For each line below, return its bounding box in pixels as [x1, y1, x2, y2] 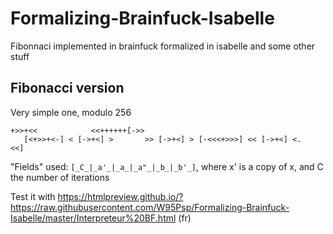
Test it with [10, 190, 56, 202]
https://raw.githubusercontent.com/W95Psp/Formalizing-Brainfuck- [10, 201, 290, 213]
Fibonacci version [10, 80, 125, 97]
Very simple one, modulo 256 [10, 106, 132, 118]
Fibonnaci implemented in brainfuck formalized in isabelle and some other [10, 40, 316, 52]
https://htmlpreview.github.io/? [57, 190, 184, 202]
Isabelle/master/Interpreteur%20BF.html [10, 212, 177, 224]
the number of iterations [10, 171, 110, 183]
